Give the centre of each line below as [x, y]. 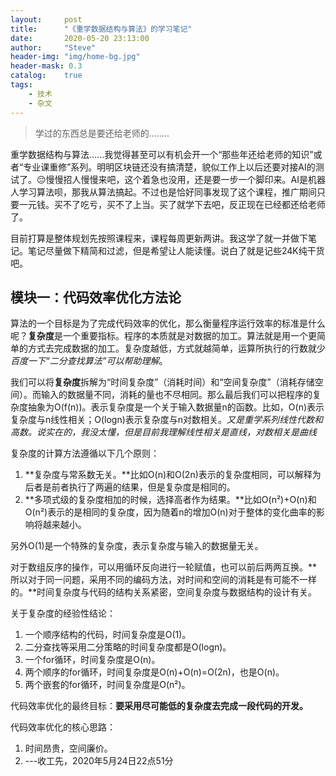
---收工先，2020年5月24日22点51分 [99, 761]
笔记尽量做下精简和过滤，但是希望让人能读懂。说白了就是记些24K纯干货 [176, 250]
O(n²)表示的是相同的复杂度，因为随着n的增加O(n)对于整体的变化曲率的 [170, 512]
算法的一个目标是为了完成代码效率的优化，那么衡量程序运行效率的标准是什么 [168, 323]
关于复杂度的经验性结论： [63, 613]
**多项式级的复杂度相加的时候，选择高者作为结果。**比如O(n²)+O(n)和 [170, 500]
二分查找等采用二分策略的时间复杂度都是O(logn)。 [128, 647]
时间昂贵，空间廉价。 [68, 748]
